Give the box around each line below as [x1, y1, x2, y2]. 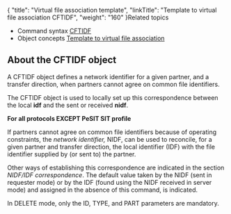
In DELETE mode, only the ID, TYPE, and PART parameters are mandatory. [7, 199, 219, 207]
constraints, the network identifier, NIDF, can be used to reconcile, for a [7, 135, 212, 143]
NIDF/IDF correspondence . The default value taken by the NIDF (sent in [7, 170, 212, 179]
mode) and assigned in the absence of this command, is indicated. [7, 186, 198, 194]
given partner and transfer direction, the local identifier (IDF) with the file [7, 142, 216, 151]
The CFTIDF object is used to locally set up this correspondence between [7, 93, 218, 101]
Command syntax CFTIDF [17, 27, 92, 35]
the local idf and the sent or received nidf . [7, 101, 129, 109]
